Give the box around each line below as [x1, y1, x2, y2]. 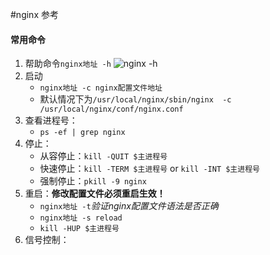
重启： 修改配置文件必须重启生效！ [24, 188, 166, 200]
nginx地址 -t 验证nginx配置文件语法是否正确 [39, 200, 219, 212]
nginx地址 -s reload [39, 213, 123, 223]
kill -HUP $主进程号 [39, 224, 120, 234]
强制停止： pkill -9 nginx [39, 175, 147, 187]
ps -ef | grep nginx [39, 128, 126, 138]
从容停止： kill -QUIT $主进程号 [39, 150, 168, 162]
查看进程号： [24, 114, 78, 127]
